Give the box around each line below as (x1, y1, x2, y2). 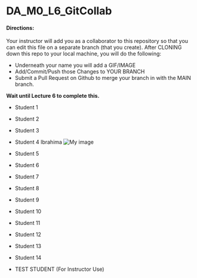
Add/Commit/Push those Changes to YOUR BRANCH (14, 68, 145, 75)
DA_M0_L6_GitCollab (6, 4, 112, 18)
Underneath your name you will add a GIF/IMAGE (14, 61, 136, 69)
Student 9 (14, 196, 39, 203)
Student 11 (14, 220, 41, 227)
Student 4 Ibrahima (14, 138, 63, 146)
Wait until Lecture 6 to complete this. (6, 92, 100, 100)
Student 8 (14, 185, 39, 192)
